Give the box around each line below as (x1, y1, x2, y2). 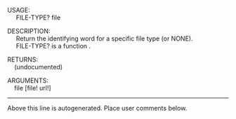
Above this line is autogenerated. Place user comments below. (7, 104, 188, 112)
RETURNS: (7, 55, 39, 64)
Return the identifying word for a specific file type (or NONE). (15, 34, 193, 43)
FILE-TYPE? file (15, 13, 61, 22)
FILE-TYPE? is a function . (15, 42, 91, 50)
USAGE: (7, 6, 30, 14)
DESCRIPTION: (7, 27, 51, 35)
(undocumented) (13, 63, 63, 71)
